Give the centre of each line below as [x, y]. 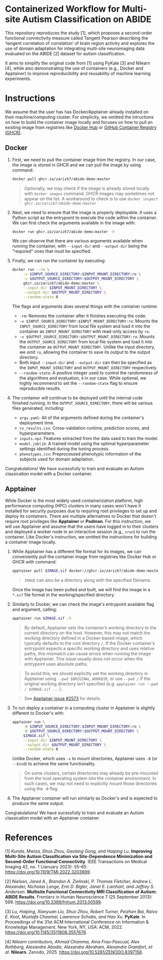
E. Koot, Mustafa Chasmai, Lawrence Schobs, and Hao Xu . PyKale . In [75, 917]
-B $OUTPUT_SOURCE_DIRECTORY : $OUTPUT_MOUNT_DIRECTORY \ [81, 731]
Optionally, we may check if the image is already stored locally [87, 188]
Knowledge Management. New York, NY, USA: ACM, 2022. [64, 927]
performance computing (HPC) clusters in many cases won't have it [73, 506]
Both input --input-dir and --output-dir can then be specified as [86, 362]
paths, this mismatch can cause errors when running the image [88, 654]
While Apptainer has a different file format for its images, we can [77, 552]
